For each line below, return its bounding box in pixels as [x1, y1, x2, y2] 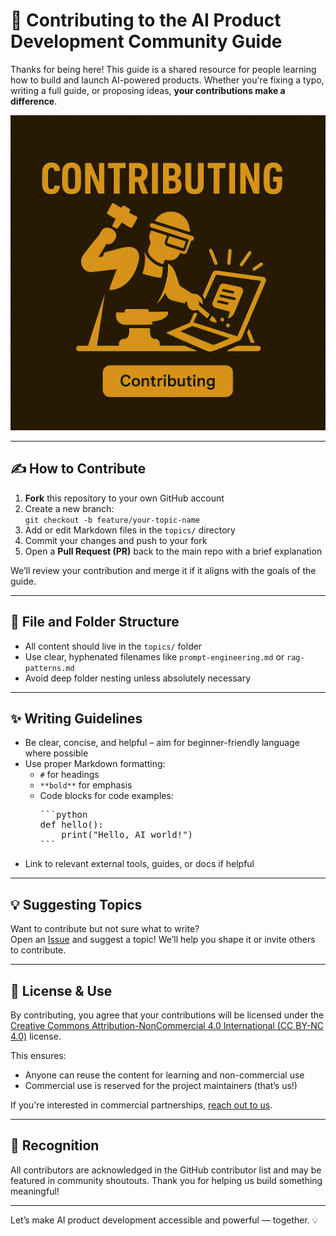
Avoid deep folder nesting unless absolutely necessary [24, 672, 252, 684]
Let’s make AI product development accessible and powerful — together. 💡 [10, 1214, 319, 1226]
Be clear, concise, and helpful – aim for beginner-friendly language [24, 737, 300, 749]
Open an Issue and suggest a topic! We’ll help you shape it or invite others [10, 934, 316, 946]
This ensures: [10, 1050, 67, 1061]
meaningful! [10, 1185, 60, 1197]
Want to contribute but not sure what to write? [10, 923, 200, 935]
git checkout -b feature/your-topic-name [24, 515, 200, 525]
